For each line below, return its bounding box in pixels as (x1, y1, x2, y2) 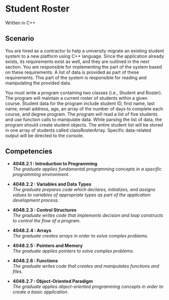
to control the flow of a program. (12, 217, 81, 223)
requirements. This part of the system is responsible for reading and (5, 74, 147, 81)
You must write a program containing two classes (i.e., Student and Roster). (5, 89, 162, 96)
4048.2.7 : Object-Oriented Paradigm (12, 278, 93, 284)
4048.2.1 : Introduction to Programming (12, 160, 97, 166)
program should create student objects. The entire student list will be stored (5, 122, 163, 128)
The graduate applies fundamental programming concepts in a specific (12, 166, 162, 172)
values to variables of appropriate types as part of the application (12, 192, 151, 198)
